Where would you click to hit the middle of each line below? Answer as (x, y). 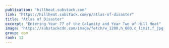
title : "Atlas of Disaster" (35, 19)
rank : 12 (14, 38)
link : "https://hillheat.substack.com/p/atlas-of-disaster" (70, 14)
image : (12, 28)
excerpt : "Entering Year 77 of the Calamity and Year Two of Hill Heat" (83, 24)
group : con (17, 33)
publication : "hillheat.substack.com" (46, 10)
